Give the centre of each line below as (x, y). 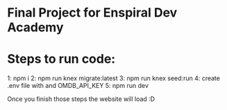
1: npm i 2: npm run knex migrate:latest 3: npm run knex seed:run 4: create (114, 78)
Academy (35, 27)
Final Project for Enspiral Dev (92, 13)
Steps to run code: (61, 59)
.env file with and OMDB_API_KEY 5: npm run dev (78, 86)
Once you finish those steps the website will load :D (81, 99)
